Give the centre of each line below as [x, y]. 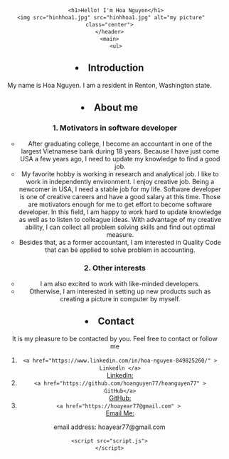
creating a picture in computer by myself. [120, 298]
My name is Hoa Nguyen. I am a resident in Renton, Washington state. [110, 85]
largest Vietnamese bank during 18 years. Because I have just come [120, 151]
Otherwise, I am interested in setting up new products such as [120, 291]
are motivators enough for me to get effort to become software [120, 204]
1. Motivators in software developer [115, 128]
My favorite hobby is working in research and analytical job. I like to [120, 173]
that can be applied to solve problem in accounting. [120, 250]
